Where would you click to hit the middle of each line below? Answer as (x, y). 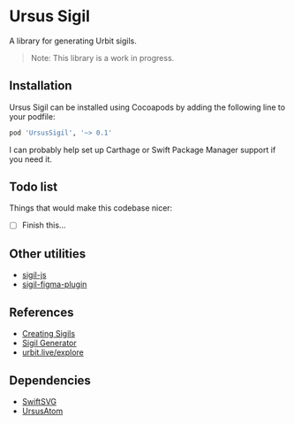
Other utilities (48, 254)
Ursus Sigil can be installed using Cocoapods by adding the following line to (147, 107)
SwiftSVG (39, 401)
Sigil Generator (49, 343)
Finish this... (44, 225)
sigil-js (34, 275)
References (41, 312)
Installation (41, 86)
